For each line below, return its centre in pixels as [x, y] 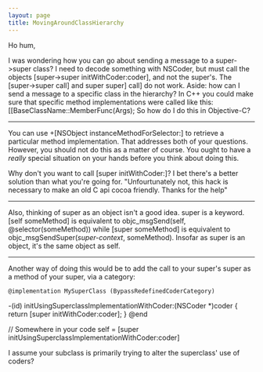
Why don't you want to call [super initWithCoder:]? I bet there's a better [123, 173]
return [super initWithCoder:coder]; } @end [78, 314]
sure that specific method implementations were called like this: [111, 102]
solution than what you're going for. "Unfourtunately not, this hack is [118, 181]
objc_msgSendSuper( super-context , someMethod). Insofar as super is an [127, 237]
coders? [21, 361]
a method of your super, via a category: [72, 276]
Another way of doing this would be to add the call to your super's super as [130, 268]
